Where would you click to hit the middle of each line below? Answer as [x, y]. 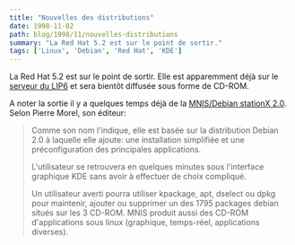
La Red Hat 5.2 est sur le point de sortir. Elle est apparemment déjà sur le [144, 76]
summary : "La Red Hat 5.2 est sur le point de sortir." [116, 43]
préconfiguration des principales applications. [116, 150]
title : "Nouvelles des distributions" [82, 17]
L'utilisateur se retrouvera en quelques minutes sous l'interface [147, 167]
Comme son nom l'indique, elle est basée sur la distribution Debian [155, 130]
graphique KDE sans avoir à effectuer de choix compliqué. [139, 177]
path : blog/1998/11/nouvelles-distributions [94, 34]
